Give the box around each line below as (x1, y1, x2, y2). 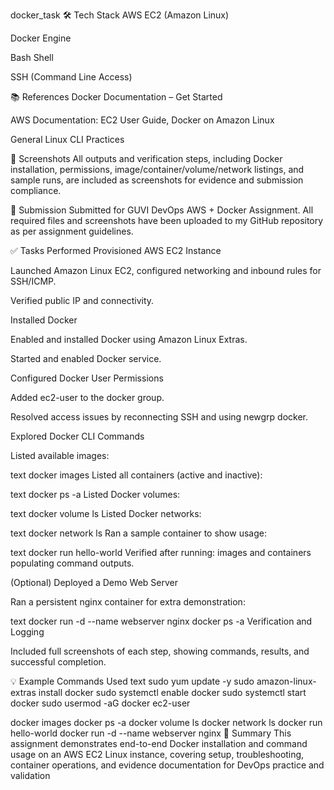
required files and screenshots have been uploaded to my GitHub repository (10, 215, 324, 226)
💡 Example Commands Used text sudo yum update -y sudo (10, 675, 255, 687)
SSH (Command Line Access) (10, 71, 133, 83)
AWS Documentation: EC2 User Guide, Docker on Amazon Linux (10, 114, 275, 126)
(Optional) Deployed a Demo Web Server (10, 577, 179, 588)
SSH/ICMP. (10, 275, 57, 287)
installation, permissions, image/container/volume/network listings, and (10, 164, 305, 175)
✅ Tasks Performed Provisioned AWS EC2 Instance (10, 245, 222, 256)
